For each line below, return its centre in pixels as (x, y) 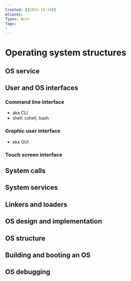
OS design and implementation (54, 221)
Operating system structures (66, 53)
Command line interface (35, 102)
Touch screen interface (34, 154)
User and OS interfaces (42, 88)
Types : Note (17, 19)
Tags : (11, 24)
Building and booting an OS (48, 255)
